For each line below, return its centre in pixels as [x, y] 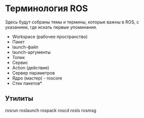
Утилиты [19, 99]
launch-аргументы [31, 52]
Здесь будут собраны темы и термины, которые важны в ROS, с [72, 22]
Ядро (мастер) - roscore [37, 78]
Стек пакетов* [27, 83]
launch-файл [25, 47]
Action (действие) [31, 68]
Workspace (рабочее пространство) [50, 37]
